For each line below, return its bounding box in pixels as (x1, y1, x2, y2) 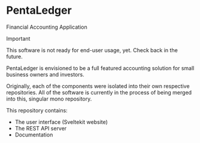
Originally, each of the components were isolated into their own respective (6, 82, 190, 90)
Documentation (14, 131, 53, 138)
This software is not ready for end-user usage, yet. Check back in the (6, 46, 178, 54)
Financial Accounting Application (6, 23, 88, 31)
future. (6, 53, 23, 60)
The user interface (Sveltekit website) (14, 118, 108, 126)
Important (6, 35, 31, 42)
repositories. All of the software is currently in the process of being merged (6, 89, 192, 96)
